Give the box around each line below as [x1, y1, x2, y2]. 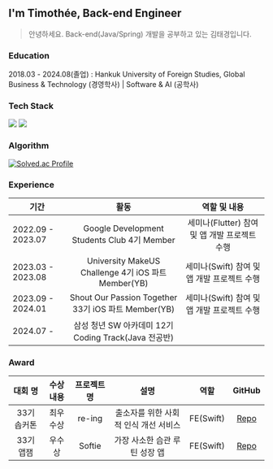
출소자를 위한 [115, 407, 162, 419]
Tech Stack [8, 101, 54, 112]
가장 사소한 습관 [114, 435, 171, 446]
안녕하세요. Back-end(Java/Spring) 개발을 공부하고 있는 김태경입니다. [28, 28, 252, 39]
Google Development [83, 223, 164, 234]
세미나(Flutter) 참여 [187, 217, 258, 228]
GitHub [232, 385, 261, 397]
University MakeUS [86, 255, 161, 267]
